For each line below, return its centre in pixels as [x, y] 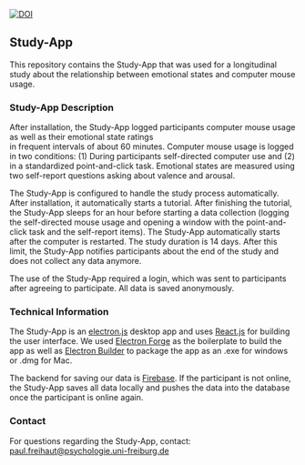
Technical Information [59, 312]
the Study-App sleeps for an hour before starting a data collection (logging [149, 213]
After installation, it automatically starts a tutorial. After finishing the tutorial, [151, 203]
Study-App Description [61, 107]
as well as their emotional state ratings [81, 137]
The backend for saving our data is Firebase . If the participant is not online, [150, 379]
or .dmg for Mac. [41, 360]
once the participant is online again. [76, 398]
